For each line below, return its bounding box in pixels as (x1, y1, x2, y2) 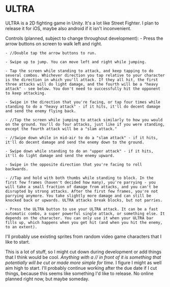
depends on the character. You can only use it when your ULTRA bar (5, 215, 154, 221)
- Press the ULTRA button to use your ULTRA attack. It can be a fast (5, 206, 158, 212)
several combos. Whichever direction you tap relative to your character (5, 72, 165, 78)
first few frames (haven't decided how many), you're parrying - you (5, 179, 156, 185)
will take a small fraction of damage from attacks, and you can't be (5, 184, 158, 189)
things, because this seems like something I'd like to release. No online (5, 270, 154, 276)
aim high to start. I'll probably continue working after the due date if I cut (5, 265, 157, 271)
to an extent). (5, 224, 38, 229)
